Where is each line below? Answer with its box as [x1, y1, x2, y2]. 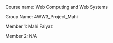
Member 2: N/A [5, 33, 37, 39]
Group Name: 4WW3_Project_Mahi [5, 14, 78, 19]
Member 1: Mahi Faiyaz [5, 23, 53, 29]
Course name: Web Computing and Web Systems [5, 4, 108, 10]
